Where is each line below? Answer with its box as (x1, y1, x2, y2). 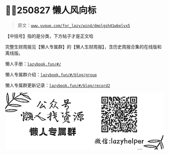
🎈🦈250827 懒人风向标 (5, 5, 97, 16)
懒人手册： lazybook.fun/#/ (5, 61, 61, 67)
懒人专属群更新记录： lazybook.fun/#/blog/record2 (5, 82, 111, 88)
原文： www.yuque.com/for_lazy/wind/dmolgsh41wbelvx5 (17, 22, 130, 28)
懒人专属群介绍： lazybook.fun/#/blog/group (5, 71, 97, 77)
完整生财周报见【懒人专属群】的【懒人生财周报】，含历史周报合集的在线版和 (5, 43, 162, 49)
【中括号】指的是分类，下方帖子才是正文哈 (5, 33, 94, 39)
